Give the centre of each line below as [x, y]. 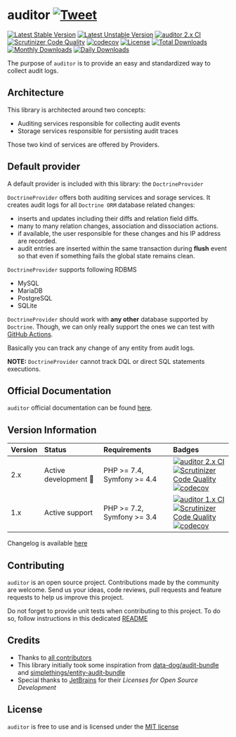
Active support [69, 512]
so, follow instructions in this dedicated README [78, 618]
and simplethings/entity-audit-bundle [71, 672]
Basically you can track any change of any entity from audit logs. [101, 348]
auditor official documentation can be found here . [80, 408]
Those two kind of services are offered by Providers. [84, 144]
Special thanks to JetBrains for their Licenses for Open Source [108, 680]
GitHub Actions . [30, 334]
